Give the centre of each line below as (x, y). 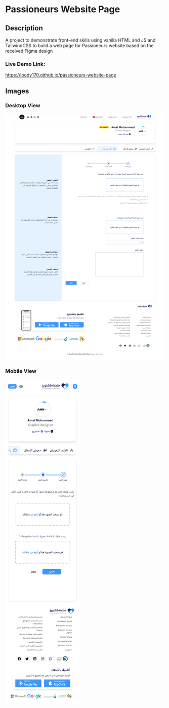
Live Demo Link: (25, 64)
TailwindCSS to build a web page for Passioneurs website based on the (79, 46)
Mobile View (21, 371)
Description (24, 28)
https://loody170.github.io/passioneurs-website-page (61, 75)
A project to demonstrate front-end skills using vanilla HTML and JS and (80, 40)
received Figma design (29, 51)
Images (17, 91)
